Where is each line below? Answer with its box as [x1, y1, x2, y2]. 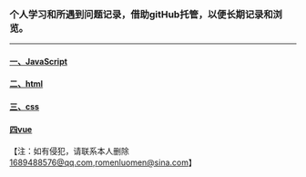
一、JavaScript [9, 56, 68, 67]
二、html [9, 78, 44, 89]
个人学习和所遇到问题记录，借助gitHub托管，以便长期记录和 [9, 7, 273, 20]
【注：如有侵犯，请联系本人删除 [9, 146, 129, 157]
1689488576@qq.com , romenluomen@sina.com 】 [9, 157, 198, 168]
